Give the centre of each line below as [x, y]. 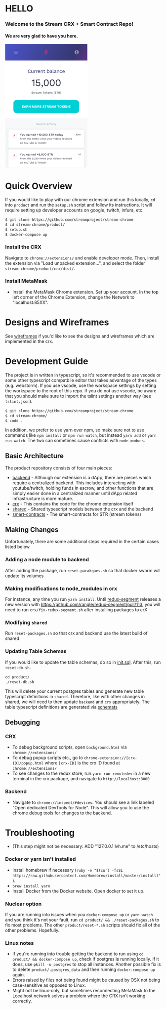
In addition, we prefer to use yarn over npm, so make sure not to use [75, 430]
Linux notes [20, 943]
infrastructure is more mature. [43, 498]
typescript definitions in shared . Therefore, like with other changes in [75, 696]
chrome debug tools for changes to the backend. [62, 813]
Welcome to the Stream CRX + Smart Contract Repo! [69, 24]
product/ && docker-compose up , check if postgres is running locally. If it [85, 959]
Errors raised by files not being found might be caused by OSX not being [86, 980]
